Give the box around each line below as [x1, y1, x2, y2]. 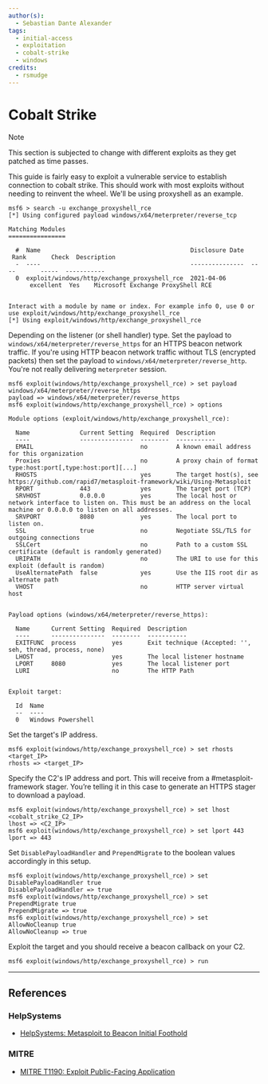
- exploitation [15, 42, 66, 50]
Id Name [15, 702, 45, 710]
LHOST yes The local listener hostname [15, 653, 245, 661]
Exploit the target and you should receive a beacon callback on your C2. [8, 942, 246, 951]
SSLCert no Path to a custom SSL [15, 541, 248, 549]
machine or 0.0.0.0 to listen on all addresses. [8, 506, 173, 514]
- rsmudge [15, 71, 48, 79]
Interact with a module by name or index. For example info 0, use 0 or [8, 302, 255, 310]
